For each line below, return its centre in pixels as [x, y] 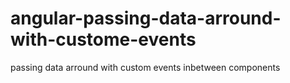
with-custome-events [103, 39]
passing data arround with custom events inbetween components [145, 67]
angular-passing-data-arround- [146, 18]
